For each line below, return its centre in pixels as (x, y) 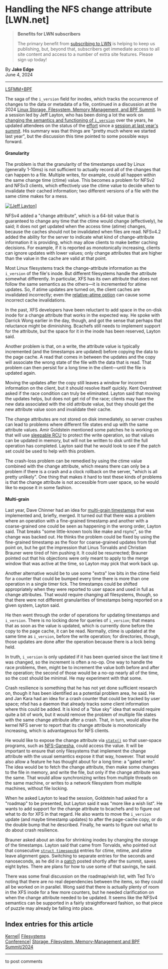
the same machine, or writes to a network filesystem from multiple (73, 783)
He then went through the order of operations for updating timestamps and (82, 615)
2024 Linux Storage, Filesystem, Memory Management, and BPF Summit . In (83, 110)
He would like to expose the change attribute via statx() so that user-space (83, 740)
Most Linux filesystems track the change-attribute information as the (76, 268)
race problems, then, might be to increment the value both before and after (82, 668)
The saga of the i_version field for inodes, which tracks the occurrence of (82, 98)
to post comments (24, 961)
